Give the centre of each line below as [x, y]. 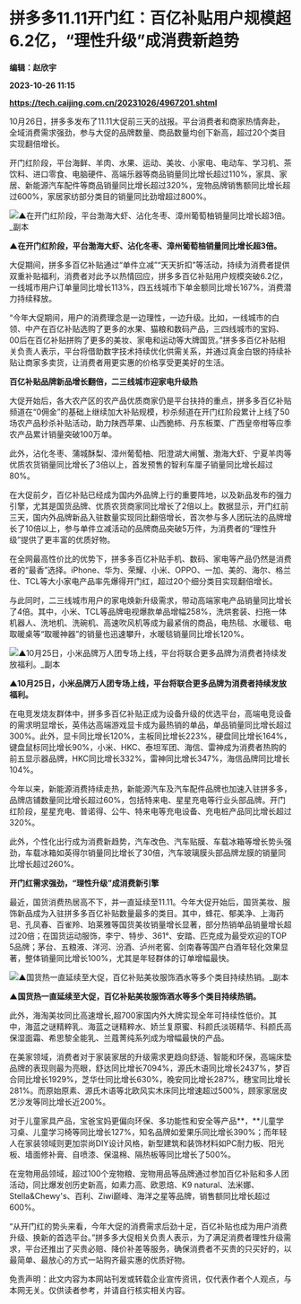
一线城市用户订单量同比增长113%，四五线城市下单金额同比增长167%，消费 [146, 287]
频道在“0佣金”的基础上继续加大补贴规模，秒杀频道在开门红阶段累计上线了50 [150, 411]
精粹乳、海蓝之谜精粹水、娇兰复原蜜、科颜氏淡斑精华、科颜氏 [170, 1026]
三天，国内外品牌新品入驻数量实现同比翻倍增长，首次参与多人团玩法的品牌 [146, 517]
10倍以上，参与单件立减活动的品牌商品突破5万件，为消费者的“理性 [146, 528]
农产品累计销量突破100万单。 [63, 434]
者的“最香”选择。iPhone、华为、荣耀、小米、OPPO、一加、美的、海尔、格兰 [150, 570]
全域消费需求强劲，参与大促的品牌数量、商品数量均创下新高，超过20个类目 [148, 132]
